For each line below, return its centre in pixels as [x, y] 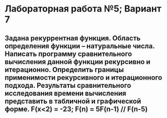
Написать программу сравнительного [68, 54]
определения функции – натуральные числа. [80, 46]
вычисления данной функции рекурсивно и [77, 62]
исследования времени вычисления [65, 93]
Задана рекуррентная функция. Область [73, 38]
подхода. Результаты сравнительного [68, 85]
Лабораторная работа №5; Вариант [83, 9]
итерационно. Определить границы [64, 69]
